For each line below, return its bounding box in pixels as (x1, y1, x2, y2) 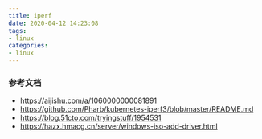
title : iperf (8, 11, 52, 20)
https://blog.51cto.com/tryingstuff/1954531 (19, 113, 162, 123)
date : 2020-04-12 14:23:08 (8, 19, 99, 27)
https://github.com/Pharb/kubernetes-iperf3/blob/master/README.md (19, 104, 254, 114)
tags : (8, 27, 27, 35)
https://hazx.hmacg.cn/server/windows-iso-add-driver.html (19, 121, 219, 131)
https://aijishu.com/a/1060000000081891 (19, 96, 158, 105)
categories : (8, 42, 48, 50)
